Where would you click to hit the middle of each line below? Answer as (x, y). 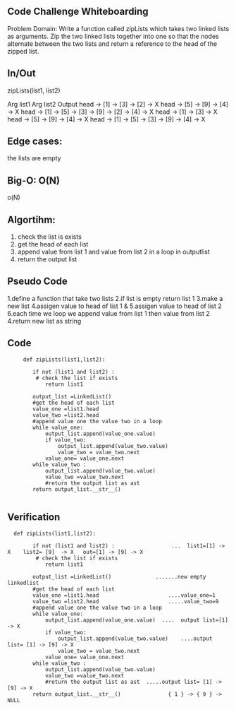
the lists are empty (34, 158)
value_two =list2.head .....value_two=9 (126, 601)
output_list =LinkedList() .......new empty (119, 576)
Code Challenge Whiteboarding (78, 12)
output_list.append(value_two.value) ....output (135, 639)
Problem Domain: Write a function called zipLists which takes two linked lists (118, 28)
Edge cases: (35, 142)
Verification (34, 517)
